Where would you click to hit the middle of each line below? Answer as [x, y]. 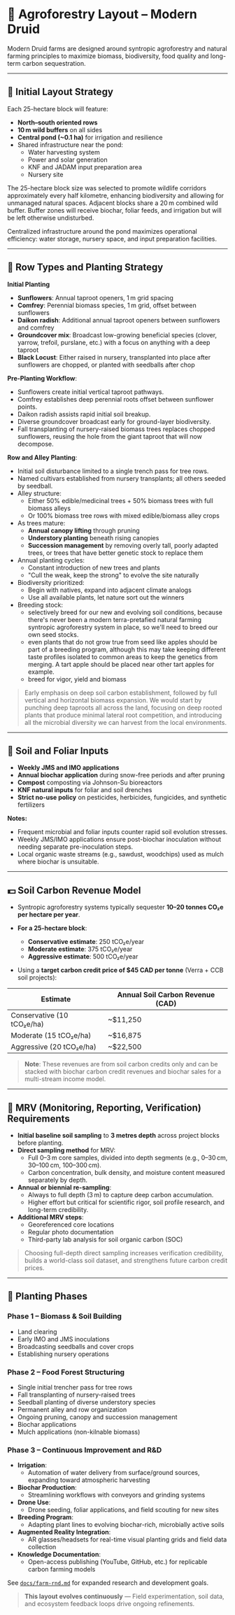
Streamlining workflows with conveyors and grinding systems [116, 1495]
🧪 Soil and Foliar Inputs [58, 750]
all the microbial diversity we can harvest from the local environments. [126, 722]
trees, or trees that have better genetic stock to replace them [115, 553]
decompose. [35, 444]
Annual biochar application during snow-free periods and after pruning [121, 775]
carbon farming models [62, 1570]
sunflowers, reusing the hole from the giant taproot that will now [110, 436]
